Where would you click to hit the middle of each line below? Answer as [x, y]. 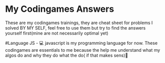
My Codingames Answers [60, 9]
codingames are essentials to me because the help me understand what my [83, 50]
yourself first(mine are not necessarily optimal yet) [57, 33]
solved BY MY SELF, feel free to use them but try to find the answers [75, 28]
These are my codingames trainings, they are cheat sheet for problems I [79, 23]
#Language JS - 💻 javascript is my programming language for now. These [82, 43]
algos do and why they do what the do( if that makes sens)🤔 [67, 55]
